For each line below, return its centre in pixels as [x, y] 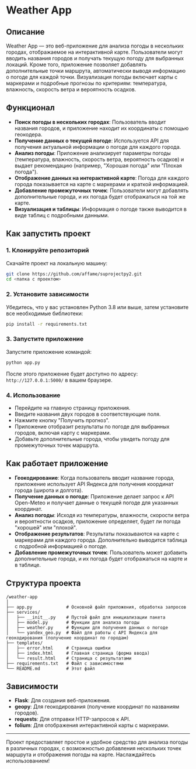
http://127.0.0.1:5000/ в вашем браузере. [59, 380]
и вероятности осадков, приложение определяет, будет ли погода [97, 521]
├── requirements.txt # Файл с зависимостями [65, 663]
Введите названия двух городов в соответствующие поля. [87, 414]
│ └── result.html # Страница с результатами [69, 658]
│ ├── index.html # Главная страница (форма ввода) [78, 653]
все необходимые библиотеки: [45, 313]
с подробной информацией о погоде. [61, 546]
